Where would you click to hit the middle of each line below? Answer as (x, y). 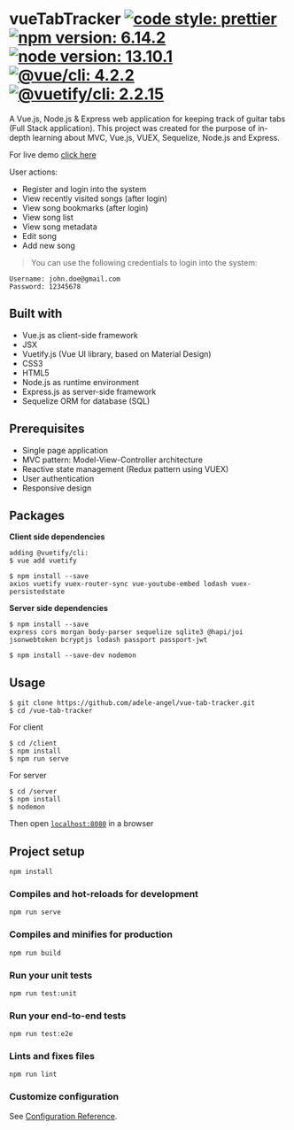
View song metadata (59, 227)
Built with (36, 314)
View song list (47, 217)
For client (27, 727)
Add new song (48, 245)
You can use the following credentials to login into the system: (144, 262)
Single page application (65, 450)
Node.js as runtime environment (81, 382)
